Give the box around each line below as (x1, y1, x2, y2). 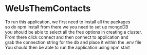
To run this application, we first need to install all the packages (5, 19, 130, 25)
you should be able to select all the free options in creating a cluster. (5, 29, 142, 35)
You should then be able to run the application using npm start (5, 44, 130, 50)
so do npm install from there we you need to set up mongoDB (5, 24, 129, 29)
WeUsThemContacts (5, 3, 91, 14)
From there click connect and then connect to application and (5, 34, 129, 40)
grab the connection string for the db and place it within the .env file (5, 39, 142, 45)
